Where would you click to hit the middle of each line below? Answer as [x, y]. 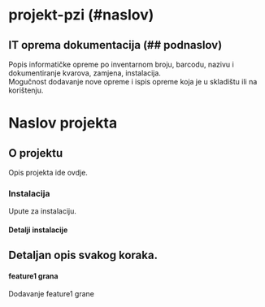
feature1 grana [33, 276]
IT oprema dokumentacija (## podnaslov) [115, 45]
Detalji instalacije [38, 230]
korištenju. [26, 90]
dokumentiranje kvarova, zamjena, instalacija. [85, 73]
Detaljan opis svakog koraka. [83, 255]
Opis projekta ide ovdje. [48, 173]
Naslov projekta [63, 123]
